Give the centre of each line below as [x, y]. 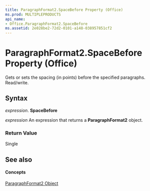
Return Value [21, 133]
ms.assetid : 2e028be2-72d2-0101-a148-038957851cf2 [59, 28]
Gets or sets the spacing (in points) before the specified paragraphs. [75, 77]
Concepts [15, 172]
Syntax [16, 98]
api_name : [15, 19]
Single [12, 144]
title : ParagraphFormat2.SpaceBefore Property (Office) [64, 10]
